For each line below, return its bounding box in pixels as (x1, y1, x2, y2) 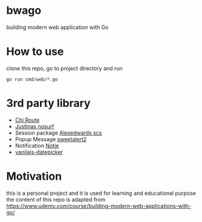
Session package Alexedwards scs (15, 129, 102, 136)
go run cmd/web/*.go (6, 76, 59, 82)
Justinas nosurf (15, 122, 54, 130)
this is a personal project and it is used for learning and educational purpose (6, 189, 197, 197)
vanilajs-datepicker (15, 148, 64, 156)
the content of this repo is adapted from (6, 195, 106, 203)
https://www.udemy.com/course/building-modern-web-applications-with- (6, 202, 192, 209)
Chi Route (15, 116, 40, 124)
